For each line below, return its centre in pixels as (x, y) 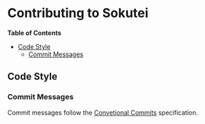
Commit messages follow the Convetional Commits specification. (102, 113)
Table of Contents (35, 33)
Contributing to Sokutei (78, 13)
